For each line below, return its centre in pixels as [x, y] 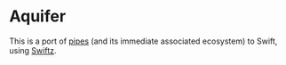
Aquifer [38, 16]
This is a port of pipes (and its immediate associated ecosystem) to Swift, [143, 41]
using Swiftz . [33, 50]
